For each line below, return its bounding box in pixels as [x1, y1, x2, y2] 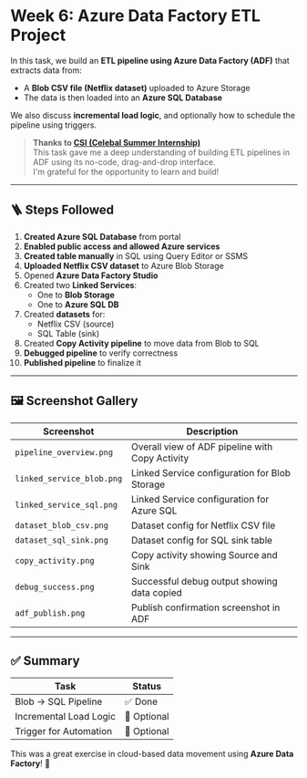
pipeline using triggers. [10, 119, 97, 130]
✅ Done [124, 695, 159, 708]
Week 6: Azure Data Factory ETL [10, 5, 261, 26]
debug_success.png [15, 581, 95, 592]
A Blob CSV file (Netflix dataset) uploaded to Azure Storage [23, 82, 251, 93]
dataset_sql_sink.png [15, 534, 108, 545]
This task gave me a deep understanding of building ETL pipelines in [32, 147, 291, 158]
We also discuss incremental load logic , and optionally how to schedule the [10, 109, 295, 120]
